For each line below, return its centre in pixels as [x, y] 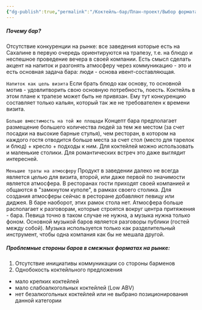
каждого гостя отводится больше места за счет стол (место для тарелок [100, 139]
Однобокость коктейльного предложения [69, 269]
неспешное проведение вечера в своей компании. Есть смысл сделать [99, 59]
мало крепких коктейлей [47, 281]
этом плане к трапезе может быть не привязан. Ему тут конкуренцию [96, 96]
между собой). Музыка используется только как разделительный [91, 228]
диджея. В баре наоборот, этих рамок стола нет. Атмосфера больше [95, 202]
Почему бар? [24, 31]
